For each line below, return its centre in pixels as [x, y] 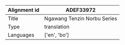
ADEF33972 [81, 10]
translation [57, 27]
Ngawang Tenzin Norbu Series [81, 18]
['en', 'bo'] [57, 35]
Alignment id [24, 10]
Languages [21, 35]
